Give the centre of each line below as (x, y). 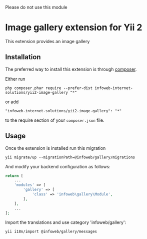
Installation (23, 57)
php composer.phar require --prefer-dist (49, 88)
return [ (14, 176)
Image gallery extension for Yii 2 (74, 28)
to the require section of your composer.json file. (55, 120)
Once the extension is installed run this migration (55, 148)
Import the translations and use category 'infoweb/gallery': (66, 222)
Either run (15, 79)
